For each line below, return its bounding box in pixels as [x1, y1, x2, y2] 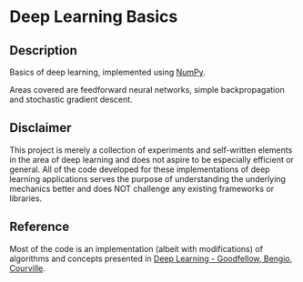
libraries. [9, 193, 43, 204]
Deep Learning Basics [9, 6, 178, 27]
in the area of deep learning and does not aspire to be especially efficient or [9, 154, 294, 165]
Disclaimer [9, 120, 72, 136]
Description [9, 43, 77, 58]
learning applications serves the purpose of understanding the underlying [9, 173, 287, 184]
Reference [9, 219, 70, 235]
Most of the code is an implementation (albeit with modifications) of [9, 243, 264, 254]
